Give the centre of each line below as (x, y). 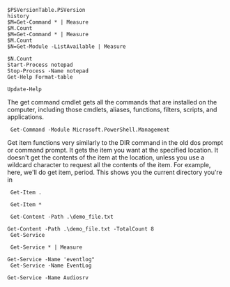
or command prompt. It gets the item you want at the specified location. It (113, 150)
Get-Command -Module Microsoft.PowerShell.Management (90, 130)
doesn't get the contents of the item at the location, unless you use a (106, 157)
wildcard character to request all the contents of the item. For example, (109, 165)
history (18, 16)
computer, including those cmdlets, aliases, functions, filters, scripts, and (112, 109)
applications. (25, 117)
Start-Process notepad (40, 65)
